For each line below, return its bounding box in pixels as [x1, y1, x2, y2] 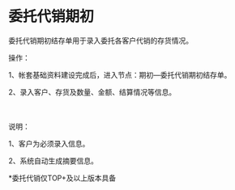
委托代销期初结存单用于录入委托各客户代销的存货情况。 [8, 36, 193, 45]
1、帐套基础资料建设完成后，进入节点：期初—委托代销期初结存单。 [8, 70, 232, 79]
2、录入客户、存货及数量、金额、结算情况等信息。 [8, 87, 177, 97]
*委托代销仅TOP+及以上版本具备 [8, 173, 116, 183]
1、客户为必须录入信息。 [8, 138, 90, 148]
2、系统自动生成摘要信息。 [8, 155, 99, 166]
